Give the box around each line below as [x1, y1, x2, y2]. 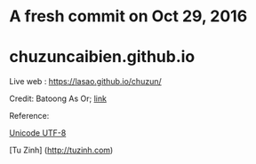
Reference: [9, 111, 50, 121]
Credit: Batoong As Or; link [9, 93, 107, 104]
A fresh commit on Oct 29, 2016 [9, 6, 248, 27]
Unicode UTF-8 [9, 128, 67, 138]
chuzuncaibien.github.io [9, 47, 196, 67]
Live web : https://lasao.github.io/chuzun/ [9, 76, 162, 87]
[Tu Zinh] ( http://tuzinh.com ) [9, 144, 114, 156]
